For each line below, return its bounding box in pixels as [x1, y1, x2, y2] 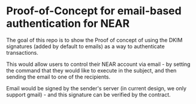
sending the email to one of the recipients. [6, 73, 111, 80]
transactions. [6, 49, 39, 56]
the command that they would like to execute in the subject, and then [6, 67, 177, 74]
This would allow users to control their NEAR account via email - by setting [6, 61, 191, 68]
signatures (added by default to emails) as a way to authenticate [6, 43, 165, 50]
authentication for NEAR [6, 17, 130, 30]
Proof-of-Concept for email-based [6, 4, 182, 18]
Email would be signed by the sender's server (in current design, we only [6, 84, 187, 92]
